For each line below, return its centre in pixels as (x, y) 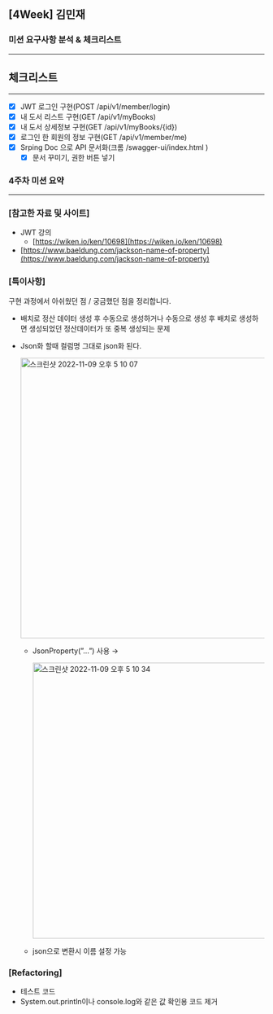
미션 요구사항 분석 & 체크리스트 (65, 40)
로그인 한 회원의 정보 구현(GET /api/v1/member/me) (104, 137)
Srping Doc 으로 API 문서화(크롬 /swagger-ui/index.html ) (114, 147)
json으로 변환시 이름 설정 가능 (80, 950)
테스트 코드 (38, 991)
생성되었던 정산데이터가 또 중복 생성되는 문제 (100, 328)
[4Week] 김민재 (47, 15)
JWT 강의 (36, 233)
